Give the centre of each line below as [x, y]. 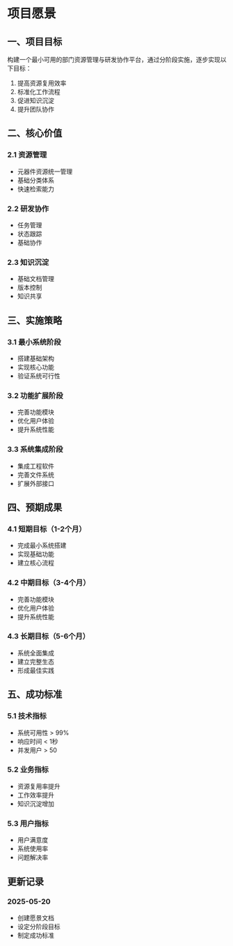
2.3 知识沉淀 [28, 262]
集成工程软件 [35, 466]
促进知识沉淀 [35, 100]
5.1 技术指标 [27, 716]
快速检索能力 [35, 189]
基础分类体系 [35, 180]
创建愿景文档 [35, 917]
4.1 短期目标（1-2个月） [47, 528]
